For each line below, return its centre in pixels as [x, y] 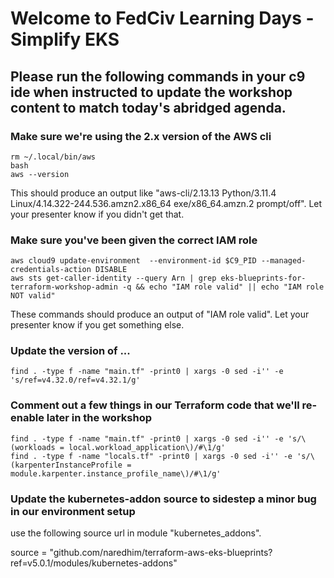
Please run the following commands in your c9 [158, 76]
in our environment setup [73, 511]
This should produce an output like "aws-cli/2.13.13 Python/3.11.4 [143, 193]
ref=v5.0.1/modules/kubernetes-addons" [94, 563]
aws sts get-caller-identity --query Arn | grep [113, 278]
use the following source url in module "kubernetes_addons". [136, 533]
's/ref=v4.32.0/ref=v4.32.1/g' [75, 380]
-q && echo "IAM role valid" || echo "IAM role [223, 287]
